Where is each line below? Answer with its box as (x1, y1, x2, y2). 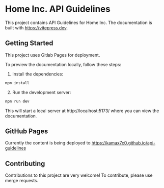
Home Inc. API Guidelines (5, 3, 110, 15)
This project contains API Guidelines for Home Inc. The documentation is (5, 20, 152, 25)
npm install (5, 80, 29, 85)
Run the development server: (12, 89, 71, 95)
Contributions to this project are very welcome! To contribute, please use (5, 172, 153, 178)
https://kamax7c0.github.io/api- (91, 140, 156, 146)
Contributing (5, 159, 45, 167)
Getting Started (5, 39, 54, 47)
